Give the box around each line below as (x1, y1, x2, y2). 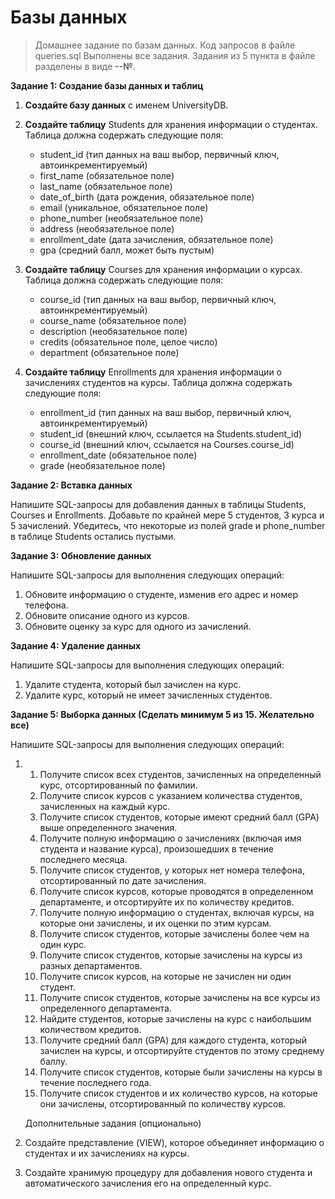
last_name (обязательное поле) (39, 180, 173, 192)
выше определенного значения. (39, 821, 178, 833)
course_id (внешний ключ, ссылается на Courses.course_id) (39, 438, 295, 450)
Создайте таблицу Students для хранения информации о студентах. (24, 118, 318, 130)
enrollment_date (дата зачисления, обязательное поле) (39, 233, 274, 245)
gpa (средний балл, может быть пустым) (39, 244, 215, 256)
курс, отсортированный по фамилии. (39, 779, 198, 791)
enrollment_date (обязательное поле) (39, 449, 198, 461)
